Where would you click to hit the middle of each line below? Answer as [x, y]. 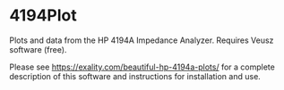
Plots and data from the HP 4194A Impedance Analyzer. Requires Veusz [142, 40]
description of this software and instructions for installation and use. [135, 76]
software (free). [38, 49]
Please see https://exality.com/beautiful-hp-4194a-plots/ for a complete [142, 67]
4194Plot [43, 16]
